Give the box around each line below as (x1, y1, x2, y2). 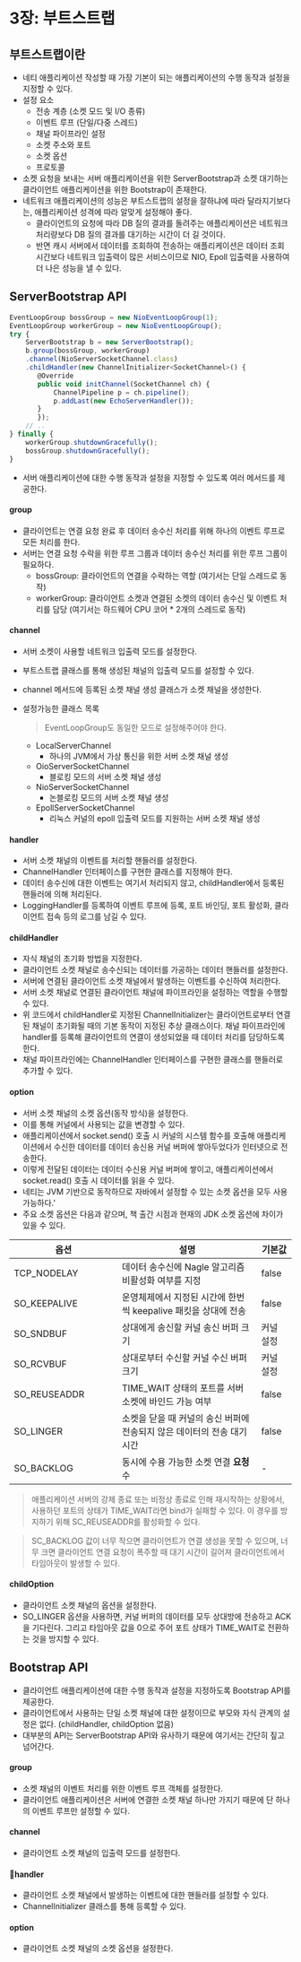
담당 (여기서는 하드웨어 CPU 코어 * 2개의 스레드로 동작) (52, 603, 246, 614)
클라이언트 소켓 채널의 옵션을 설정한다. (21, 1600, 157, 1610)
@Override (37, 371, 74, 380)
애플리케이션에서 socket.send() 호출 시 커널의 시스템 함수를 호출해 (21, 1130, 255, 1141)
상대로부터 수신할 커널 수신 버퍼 (122, 1351, 248, 1364)
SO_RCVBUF (13, 1358, 67, 1370)
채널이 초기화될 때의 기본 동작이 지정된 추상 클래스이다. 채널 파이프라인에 (31, 1020, 286, 1031)
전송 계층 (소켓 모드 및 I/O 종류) (35, 106, 146, 117)
